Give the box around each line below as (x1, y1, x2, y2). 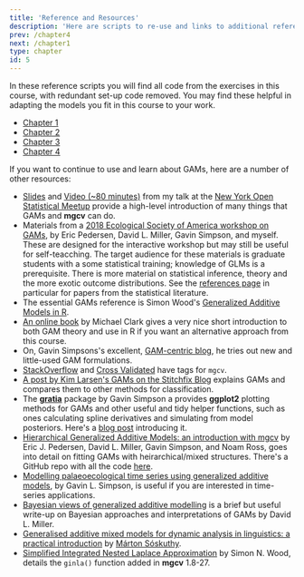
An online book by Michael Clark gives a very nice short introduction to (22, 317, 288, 327)
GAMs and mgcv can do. (22, 210, 116, 220)
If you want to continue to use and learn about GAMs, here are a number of (9, 164, 290, 174)
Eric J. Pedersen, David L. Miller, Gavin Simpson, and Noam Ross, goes (22, 442, 288, 452)
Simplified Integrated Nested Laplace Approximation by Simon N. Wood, (22, 548, 291, 558)
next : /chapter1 (9, 38, 71, 48)
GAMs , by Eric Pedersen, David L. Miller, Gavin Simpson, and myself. (22, 230, 279, 240)
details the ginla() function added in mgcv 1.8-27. (22, 557, 211, 568)
